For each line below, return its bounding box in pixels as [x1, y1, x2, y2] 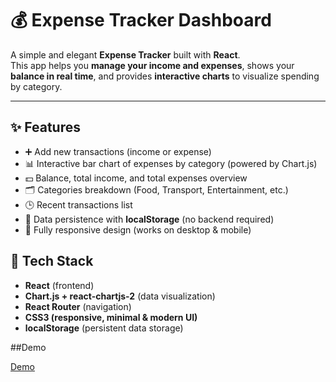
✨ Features [10, 119, 81, 136]
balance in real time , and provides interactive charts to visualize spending [10, 70, 320, 82]
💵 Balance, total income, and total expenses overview [24, 172, 248, 184]
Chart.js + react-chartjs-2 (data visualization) [24, 290, 216, 302]
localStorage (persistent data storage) [24, 322, 184, 334]
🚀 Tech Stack [10, 253, 94, 270]
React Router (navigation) [24, 300, 132, 312]
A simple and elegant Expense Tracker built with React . [10, 48, 241, 61]
